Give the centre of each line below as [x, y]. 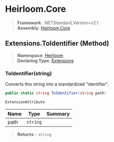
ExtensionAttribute [25, 102]
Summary [58, 113]
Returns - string [34, 134]
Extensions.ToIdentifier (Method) [57, 44]
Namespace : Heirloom [40, 55]
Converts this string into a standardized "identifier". [57, 84]
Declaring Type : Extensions [45, 61]
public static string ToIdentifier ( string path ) [56, 93]
